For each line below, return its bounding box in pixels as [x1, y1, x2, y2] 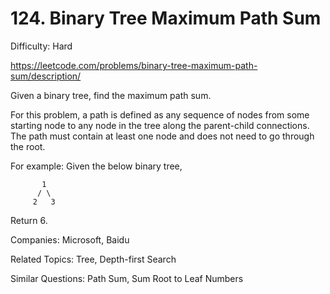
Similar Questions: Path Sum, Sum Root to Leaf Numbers [10, 272, 244, 284]
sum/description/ [10, 70, 82, 82]
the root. [10, 140, 46, 152]
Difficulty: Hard [10, 40, 73, 52]
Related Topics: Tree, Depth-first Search [10, 253, 177, 265]
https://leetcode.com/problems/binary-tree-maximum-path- [10, 59, 258, 71]
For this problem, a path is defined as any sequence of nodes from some [10, 108, 310, 121]
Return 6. [10, 214, 48, 226]
